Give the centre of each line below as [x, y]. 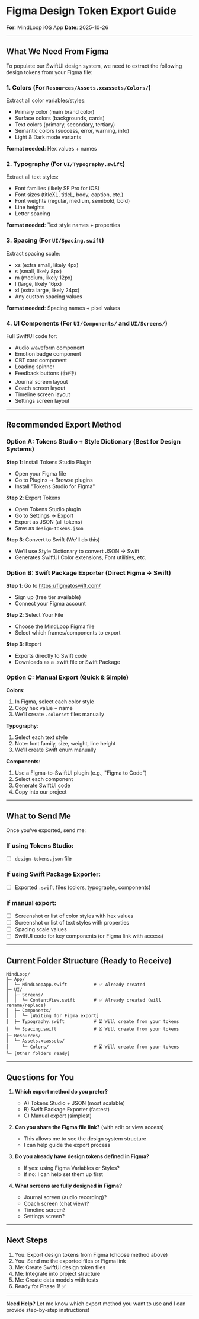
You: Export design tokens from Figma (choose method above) [91, 1254]
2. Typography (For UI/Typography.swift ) [66, 164]
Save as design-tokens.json [49, 528]
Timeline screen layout [42, 394]
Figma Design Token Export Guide [91, 11]
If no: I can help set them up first [63, 1174]
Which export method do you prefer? [61, 1091]
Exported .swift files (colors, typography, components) [83, 887]
